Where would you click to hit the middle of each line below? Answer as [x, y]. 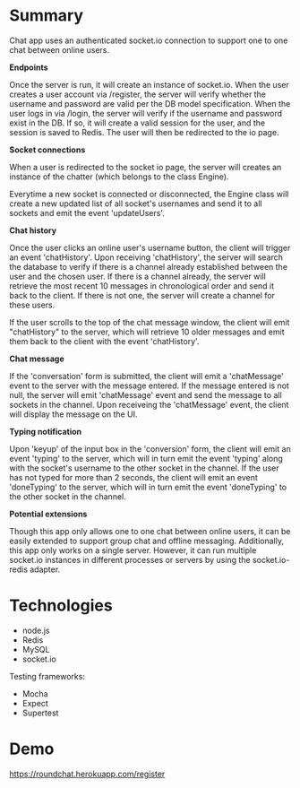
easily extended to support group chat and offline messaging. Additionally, [147, 541]
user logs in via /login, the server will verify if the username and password [146, 113]
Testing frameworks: [47, 676]
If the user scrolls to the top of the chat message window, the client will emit [150, 322]
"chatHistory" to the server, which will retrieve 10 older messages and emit [147, 332]
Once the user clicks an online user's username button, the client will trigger [150, 247]
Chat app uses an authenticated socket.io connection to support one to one [149, 40]
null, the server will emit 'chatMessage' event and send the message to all [146, 394]
